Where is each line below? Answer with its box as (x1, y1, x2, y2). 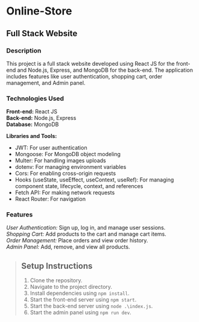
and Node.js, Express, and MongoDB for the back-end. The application (17, 66, 193, 74)
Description (6, 46, 42, 55)
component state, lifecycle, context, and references (14, 183, 144, 190)
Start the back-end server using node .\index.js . (30, 303, 153, 310)
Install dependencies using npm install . (30, 289, 130, 297)
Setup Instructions (21, 260, 93, 271)
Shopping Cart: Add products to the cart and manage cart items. (6, 230, 167, 238)
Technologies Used (6, 94, 65, 103)
